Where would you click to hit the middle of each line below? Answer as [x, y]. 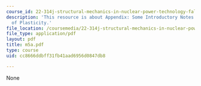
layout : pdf [21, 39]
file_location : [25, 28]
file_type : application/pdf [41, 34]
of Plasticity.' [32, 23]
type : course [22, 50]
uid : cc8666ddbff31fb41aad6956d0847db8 [56, 56]
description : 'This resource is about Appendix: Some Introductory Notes [100, 17]
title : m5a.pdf [25, 45]
